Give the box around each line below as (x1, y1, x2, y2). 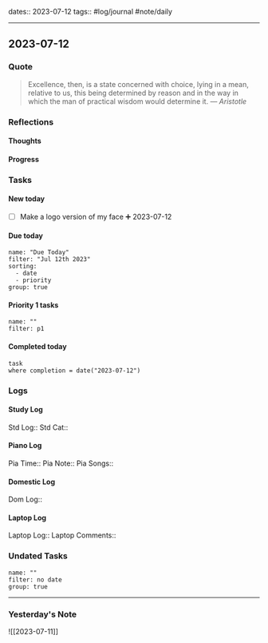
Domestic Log (8, 477, 56, 486)
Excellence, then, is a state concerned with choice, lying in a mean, (27, 79, 249, 89)
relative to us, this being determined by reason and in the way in (27, 88, 239, 97)
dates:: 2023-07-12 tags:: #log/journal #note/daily (8, 7, 173, 16)
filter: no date (8, 575, 62, 584)
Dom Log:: (8, 494, 42, 504)
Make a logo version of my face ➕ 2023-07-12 (19, 212, 172, 221)
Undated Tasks (8, 550, 68, 562)
